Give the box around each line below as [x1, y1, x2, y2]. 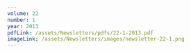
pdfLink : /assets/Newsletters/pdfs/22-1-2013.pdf [7, 29, 154, 36]
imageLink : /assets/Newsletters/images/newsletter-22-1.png [7, 36, 185, 43]
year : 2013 [7, 23, 39, 30]
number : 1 [7, 17, 36, 23]
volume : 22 [7, 10, 39, 17]
